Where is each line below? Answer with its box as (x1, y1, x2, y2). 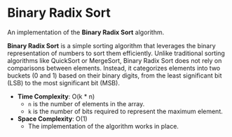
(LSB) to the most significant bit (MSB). (7, 78, 121, 87)
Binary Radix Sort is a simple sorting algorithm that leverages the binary (7, 41, 216, 50)
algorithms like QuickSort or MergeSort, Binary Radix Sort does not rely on (7, 56, 222, 64)
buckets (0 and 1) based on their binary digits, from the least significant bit (7, 71, 222, 80)
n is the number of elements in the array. (27, 99, 145, 108)
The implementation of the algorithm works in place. (27, 122, 179, 130)
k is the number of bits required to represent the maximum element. (27, 107, 223, 115)
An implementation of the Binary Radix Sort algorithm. (7, 28, 165, 36)
